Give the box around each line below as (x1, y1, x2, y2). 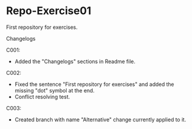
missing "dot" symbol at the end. (14, 87, 95, 94)
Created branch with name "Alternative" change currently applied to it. (14, 116, 186, 123)
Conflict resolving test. (14, 93, 70, 100)
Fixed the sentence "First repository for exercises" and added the (14, 81, 174, 88)
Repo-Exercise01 (6, 4, 92, 18)
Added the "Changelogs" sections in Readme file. (14, 58, 136, 65)
